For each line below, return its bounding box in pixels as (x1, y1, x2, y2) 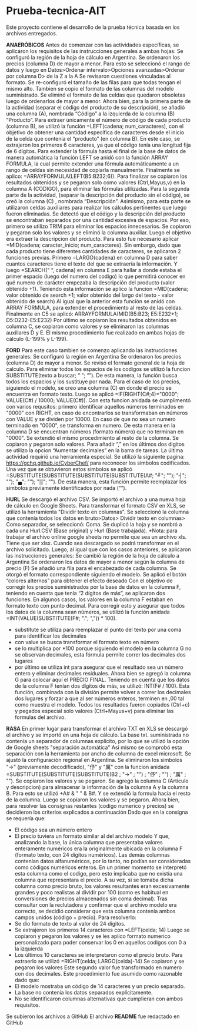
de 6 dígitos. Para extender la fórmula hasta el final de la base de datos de (6, 147, 186, 154)
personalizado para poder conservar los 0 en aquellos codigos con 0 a (14, 939, 186, 946)
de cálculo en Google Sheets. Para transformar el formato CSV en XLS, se (6, 502, 185, 509)
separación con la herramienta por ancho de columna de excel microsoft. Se (6, 750, 192, 757)
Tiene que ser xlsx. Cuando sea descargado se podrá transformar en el (6, 539, 179, 546)
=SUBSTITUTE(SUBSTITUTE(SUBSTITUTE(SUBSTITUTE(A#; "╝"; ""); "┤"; (6, 472, 186, 479)
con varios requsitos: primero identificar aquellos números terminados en (6, 403, 184, 410)
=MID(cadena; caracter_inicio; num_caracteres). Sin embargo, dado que (6, 241, 181, 248)
